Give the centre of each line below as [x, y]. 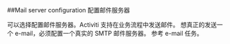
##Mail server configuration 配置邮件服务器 [69, 10]
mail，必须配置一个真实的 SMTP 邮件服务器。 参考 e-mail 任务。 [112, 33]
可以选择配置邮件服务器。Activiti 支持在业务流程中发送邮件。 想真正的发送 [112, 25]
